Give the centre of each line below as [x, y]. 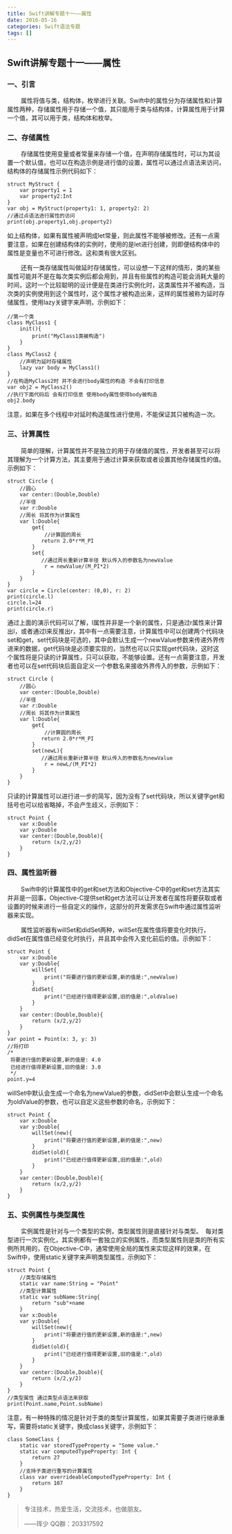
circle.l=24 [24, 603]
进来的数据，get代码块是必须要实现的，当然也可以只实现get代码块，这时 [110, 648]
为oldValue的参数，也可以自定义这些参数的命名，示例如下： [92, 1101]
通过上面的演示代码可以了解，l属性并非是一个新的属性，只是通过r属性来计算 [115, 622]
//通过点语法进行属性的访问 [41, 216]
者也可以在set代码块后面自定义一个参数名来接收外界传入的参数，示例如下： [115, 666]
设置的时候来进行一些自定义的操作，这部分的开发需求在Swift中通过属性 [108, 906]
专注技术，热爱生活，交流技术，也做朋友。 [85, 1509]
